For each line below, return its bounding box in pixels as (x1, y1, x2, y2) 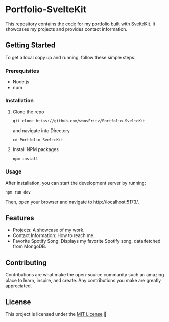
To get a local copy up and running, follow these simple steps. (5, 54, 136, 60)
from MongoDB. (12, 243, 47, 249)
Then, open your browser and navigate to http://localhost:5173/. (5, 199, 139, 205)
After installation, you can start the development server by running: (5, 180, 147, 186)
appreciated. (5, 283, 32, 289)
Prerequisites (5, 67, 39, 74)
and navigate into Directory (12, 127, 70, 134)
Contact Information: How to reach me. (12, 232, 95, 239)
